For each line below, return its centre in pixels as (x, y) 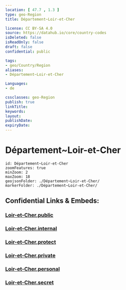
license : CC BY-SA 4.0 (29, 28)
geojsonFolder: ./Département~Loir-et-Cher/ (52, 181)
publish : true (20, 102)
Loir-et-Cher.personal (33, 269)
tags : (11, 61)
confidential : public (28, 51)
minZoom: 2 (17, 172)
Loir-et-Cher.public (29, 215)
